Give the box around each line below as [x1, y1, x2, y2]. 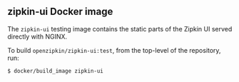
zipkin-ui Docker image [7, 6, 113, 18]
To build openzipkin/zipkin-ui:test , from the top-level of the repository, [7, 46, 221, 54]
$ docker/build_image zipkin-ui [7, 67, 103, 74]
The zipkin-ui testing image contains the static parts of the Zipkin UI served [7, 24, 233, 33]
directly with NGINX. [7, 32, 68, 41]
